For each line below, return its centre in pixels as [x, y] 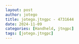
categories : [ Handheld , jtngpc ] [39, 29]
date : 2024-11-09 [24, 24]
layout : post [19, 10]
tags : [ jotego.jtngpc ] [29, 33]
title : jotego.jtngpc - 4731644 [39, 19]
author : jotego [21, 15]
